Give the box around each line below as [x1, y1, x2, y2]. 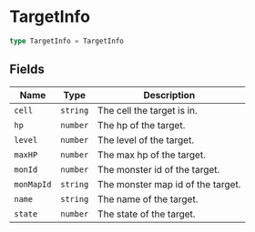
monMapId [14, 179, 52, 189]
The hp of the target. [97, 118, 186, 131]
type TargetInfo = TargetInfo [9, 36, 125, 45]
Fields [9, 62, 46, 77]
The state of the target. [97, 207, 196, 220]
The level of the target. [97, 134, 194, 146]
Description [143, 88, 196, 101]
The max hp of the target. [97, 148, 207, 161]
